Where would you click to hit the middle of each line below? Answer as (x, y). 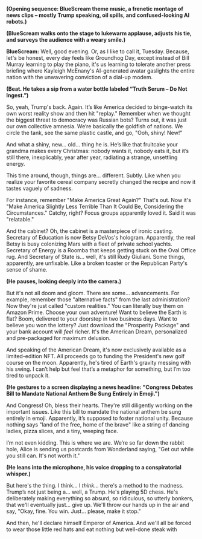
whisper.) (19, 474)
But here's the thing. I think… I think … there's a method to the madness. (95, 485)
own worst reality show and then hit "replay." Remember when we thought (99, 113)
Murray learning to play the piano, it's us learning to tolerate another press (99, 64)
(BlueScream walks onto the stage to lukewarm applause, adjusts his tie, (99, 33)
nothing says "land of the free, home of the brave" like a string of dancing (98, 425)
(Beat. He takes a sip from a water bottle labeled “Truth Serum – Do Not (97, 89)
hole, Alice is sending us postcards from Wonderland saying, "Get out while (100, 449)
